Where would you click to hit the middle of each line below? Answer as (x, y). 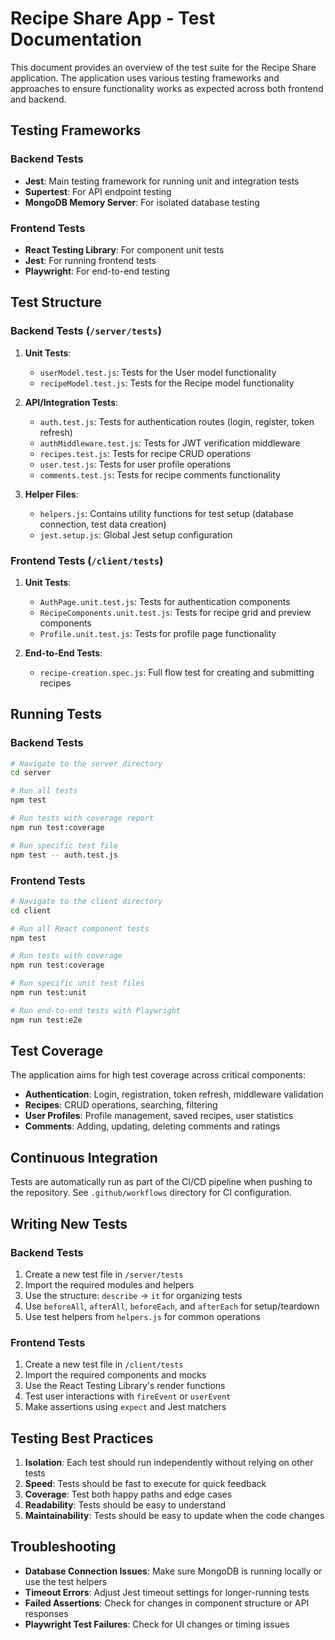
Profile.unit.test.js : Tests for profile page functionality (158, 633)
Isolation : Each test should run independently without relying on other (169, 1463)
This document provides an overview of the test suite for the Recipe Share (163, 67)
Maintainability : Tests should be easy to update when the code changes (174, 1516)
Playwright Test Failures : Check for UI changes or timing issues (157, 1624)
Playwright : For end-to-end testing (97, 271)
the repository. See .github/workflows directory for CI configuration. (151, 1193)
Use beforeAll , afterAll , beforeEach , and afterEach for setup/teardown (172, 1306)
